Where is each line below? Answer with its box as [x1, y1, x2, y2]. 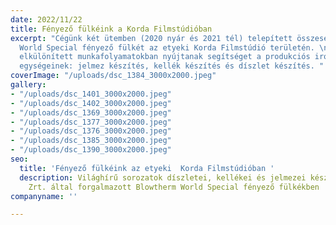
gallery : [10, 80, 47, 90]
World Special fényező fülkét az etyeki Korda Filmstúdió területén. [19, 42, 315, 53]
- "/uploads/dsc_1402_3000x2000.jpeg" [10, 98, 172, 108]
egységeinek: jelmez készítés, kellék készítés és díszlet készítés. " [19, 61, 325, 71]
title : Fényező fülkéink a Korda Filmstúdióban [10, 24, 213, 34]
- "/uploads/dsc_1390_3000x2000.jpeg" [10, 145, 172, 155]
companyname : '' [10, 191, 78, 201]
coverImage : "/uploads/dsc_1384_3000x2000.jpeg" [10, 71, 217, 81]
